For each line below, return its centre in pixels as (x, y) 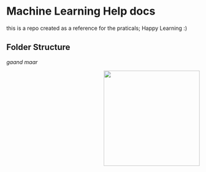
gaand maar (22, 62)
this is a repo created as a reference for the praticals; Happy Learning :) (97, 28)
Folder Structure (38, 47)
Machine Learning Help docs (81, 11)
